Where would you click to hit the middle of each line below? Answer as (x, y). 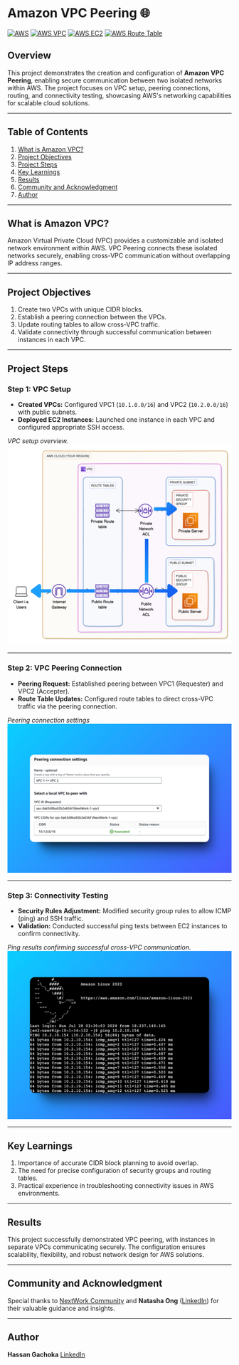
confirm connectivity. (49, 934)
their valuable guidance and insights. (61, 1308)
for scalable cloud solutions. (49, 103)
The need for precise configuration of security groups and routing (114, 1171)
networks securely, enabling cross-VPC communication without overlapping (119, 256)
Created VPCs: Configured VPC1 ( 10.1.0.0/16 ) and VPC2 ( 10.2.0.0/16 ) (123, 404)
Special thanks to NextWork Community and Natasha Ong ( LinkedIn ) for (113, 1300)
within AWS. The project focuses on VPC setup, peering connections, (109, 87)
